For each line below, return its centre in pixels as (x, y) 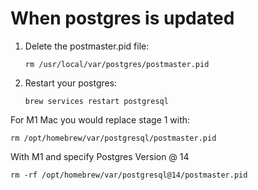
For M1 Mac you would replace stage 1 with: (100, 119)
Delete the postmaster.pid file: (87, 46)
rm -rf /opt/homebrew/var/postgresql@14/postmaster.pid (129, 175)
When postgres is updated (122, 18)
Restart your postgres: (71, 83)
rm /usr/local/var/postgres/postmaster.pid (117, 64)
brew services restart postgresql (96, 101)
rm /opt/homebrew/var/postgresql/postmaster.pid (113, 138)
